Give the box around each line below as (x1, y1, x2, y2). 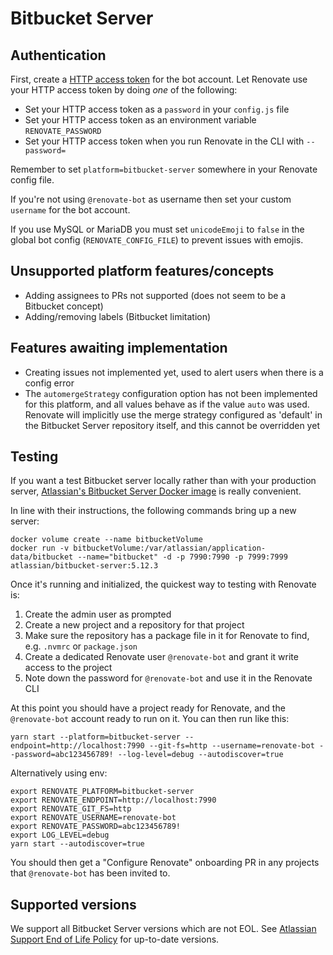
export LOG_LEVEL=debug (10, 830, 110, 841)
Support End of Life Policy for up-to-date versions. (10, 933, 220, 946)
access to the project (24, 662, 113, 674)
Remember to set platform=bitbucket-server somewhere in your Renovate (10, 163, 318, 175)
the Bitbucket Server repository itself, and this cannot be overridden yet (24, 419, 320, 431)
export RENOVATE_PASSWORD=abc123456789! (10, 822, 182, 832)
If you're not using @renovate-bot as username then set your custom (10, 193, 292, 205)
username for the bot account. (10, 204, 131, 216)
